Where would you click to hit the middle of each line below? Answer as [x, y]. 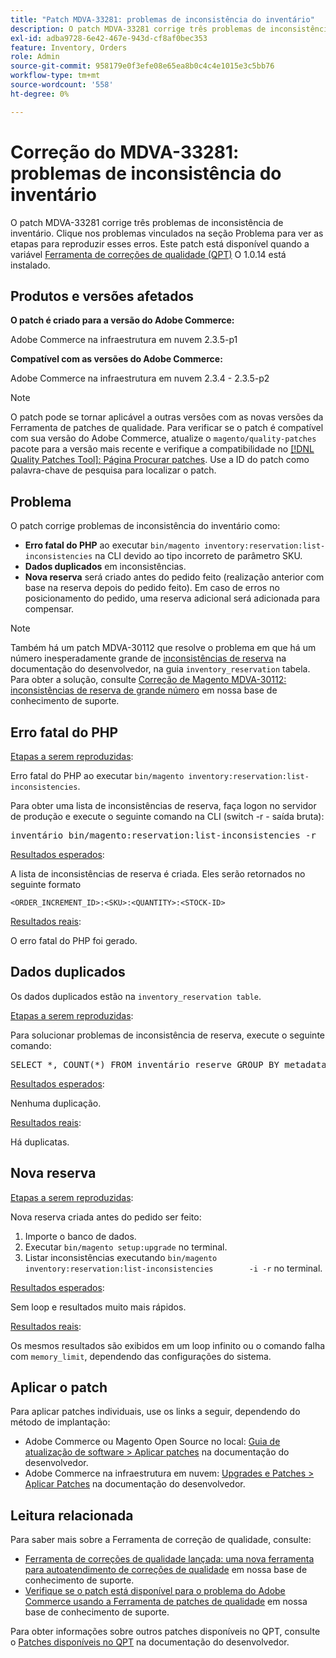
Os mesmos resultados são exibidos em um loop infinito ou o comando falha [168, 1345]
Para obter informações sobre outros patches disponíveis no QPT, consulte [165, 1632]
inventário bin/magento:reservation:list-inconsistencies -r [163, 835]
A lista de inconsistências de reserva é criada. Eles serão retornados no [158, 874]
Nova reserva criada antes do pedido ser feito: [106, 1217]
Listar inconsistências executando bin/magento [121, 1257]
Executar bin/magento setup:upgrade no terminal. [126, 1247]
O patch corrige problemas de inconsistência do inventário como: [145, 526]
